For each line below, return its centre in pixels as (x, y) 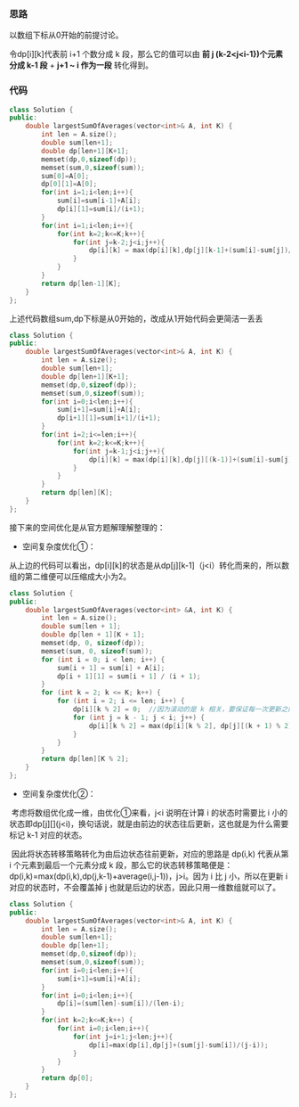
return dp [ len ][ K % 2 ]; (85, 759)
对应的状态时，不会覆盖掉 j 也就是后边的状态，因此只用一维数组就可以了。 (145, 887)
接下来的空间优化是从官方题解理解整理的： (87, 527)
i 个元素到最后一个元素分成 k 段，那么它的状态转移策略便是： (121, 865)
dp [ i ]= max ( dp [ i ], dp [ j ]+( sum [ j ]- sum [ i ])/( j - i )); (178, 1045)
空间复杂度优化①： (59, 546)
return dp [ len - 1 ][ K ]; (81, 283)
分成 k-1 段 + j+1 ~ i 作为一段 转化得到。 (81, 65)
